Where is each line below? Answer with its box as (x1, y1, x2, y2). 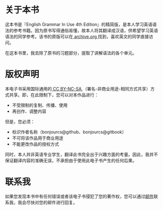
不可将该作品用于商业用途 (12, 135, 64, 141)
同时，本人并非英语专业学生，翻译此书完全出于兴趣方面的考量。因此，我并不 (5, 151, 158, 157)
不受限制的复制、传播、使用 (12, 102, 68, 108)
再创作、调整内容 (12, 108, 47, 114)
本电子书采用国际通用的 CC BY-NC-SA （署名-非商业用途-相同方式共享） (5, 86, 151, 91)
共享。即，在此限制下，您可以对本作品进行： (9, 92, 98, 98)
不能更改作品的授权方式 (12, 141, 59, 147)
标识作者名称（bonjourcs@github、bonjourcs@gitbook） (12, 129, 127, 135)
